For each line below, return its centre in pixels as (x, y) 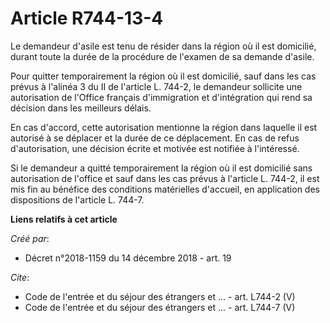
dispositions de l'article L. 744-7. (77, 199)
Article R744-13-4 (87, 18)
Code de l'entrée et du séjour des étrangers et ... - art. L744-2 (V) (160, 296)
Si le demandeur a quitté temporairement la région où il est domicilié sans (161, 168)
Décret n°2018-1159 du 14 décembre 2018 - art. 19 (128, 258)
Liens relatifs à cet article (64, 219)
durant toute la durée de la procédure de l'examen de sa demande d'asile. (162, 56)
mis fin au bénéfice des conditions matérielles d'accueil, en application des (165, 189)
